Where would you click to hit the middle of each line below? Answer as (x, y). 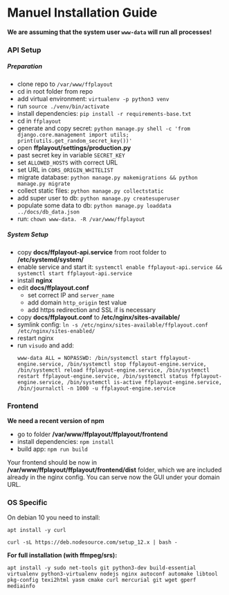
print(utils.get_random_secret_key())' (75, 141)
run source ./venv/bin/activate (63, 106)
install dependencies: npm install (65, 442)
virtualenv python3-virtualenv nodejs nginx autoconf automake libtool (112, 574)
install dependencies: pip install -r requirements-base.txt (104, 113)
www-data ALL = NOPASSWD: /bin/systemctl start (87, 358)
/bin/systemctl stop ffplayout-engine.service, (137, 364)
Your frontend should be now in (52, 463)
